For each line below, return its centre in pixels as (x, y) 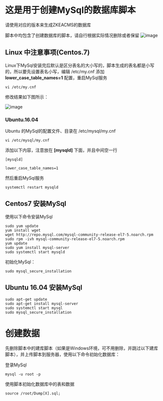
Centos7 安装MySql (36, 204)
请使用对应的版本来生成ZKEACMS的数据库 (48, 25)
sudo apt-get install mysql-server (42, 303)
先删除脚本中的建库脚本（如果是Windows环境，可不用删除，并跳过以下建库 (82, 348)
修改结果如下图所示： (27, 97)
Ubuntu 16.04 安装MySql (44, 288)
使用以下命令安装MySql (29, 216)
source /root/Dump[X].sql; (33, 393)
